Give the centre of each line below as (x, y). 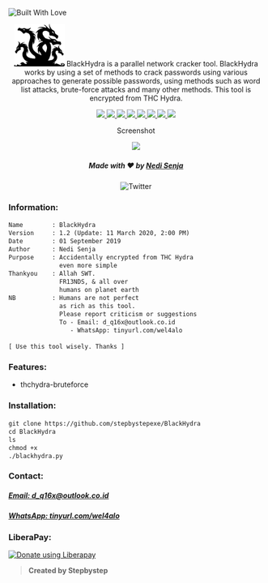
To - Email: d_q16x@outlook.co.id (117, 322)
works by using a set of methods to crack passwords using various (136, 72)
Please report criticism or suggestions (128, 314)
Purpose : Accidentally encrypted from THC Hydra (101, 257)
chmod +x (23, 448)
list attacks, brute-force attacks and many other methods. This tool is (136, 89)
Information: (34, 207)
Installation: (32, 405)
